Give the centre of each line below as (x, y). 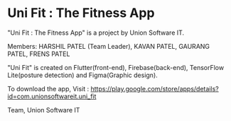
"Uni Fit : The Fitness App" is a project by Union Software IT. (96, 33)
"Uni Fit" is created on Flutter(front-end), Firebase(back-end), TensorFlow (116, 67)
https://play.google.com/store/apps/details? (155, 88)
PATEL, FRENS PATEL (39, 54)
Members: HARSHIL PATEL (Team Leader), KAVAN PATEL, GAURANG (109, 46)
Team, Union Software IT (44, 110)
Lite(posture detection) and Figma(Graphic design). (82, 75)
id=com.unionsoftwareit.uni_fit (52, 96)
